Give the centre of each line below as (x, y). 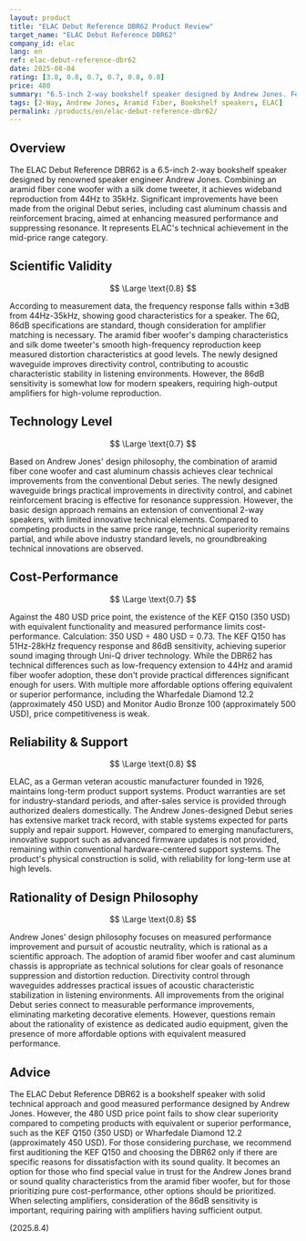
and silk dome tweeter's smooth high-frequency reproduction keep (135, 344)
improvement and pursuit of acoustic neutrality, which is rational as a (139, 947)
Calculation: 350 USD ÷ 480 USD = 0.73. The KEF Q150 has (174, 636)
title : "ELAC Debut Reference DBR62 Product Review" (112, 26)
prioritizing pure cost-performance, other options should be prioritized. (143, 1191)
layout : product (40, 18)
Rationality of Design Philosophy (104, 897)
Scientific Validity (61, 267)
